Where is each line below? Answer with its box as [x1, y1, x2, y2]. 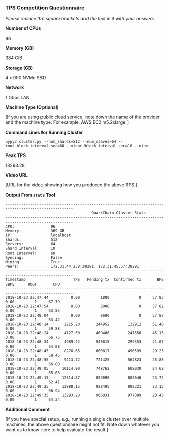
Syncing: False [5, 255, 62, 260]
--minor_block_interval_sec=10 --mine [66, 144, 148, 149]
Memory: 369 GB [5, 228, 65, 234]
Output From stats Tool [5, 192, 55, 198]
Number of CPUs [5, 25, 41, 32]
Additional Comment [5, 406, 50, 413]
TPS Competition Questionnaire [5, 4, 85, 11]
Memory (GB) [5, 45, 34, 51]
